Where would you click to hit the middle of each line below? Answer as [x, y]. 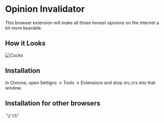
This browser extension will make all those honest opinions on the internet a [82, 23]
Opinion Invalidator [45, 9]
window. [14, 88]
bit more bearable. [24, 28]
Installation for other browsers [53, 103]
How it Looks [25, 44]
